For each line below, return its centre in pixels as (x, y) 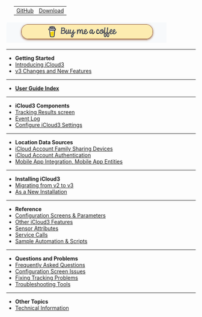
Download (51, 10)
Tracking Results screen (45, 112)
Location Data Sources (44, 142)
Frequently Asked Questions (50, 265)
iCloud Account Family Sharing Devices (64, 149)
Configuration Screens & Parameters (60, 216)
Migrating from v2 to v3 (44, 185)
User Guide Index (37, 88)
